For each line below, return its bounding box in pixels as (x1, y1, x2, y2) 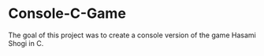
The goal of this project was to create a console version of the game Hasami (8, 30, 256, 40)
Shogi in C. (8, 38, 44, 47)
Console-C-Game (8, 5, 126, 23)
